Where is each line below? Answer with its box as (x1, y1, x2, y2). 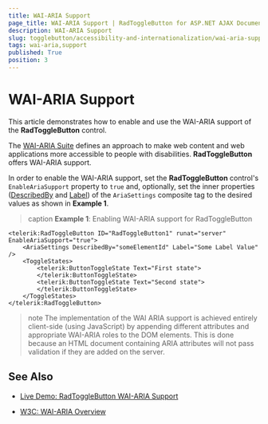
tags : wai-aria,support (8, 41, 88, 49)
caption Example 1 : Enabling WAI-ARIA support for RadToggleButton (27, 214, 253, 223)
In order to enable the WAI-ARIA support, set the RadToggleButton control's (8, 173, 259, 183)
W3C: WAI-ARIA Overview (19, 406, 106, 416)
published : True (8, 49, 62, 57)
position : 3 (8, 57, 48, 65)
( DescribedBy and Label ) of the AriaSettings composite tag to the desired (8, 190, 253, 199)
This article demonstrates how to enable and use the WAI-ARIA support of (8, 116, 252, 126)
